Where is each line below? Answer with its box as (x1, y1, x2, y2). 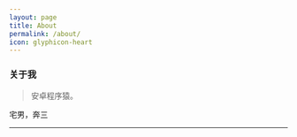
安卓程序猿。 (30, 90, 78, 101)
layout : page (9, 12, 57, 22)
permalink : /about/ (9, 29, 81, 38)
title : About (9, 21, 57, 30)
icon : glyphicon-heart (9, 37, 93, 47)
